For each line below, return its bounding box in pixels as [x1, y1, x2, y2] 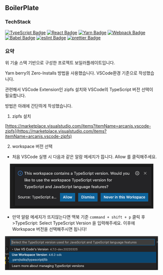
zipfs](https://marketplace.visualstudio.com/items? [5, 128, 107, 134]
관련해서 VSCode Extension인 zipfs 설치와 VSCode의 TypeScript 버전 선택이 [5, 86, 154, 92]
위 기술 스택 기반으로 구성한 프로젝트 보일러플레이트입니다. [5, 59, 115, 65]
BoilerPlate [5, 4, 39, 12]
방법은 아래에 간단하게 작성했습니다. [5, 103, 73, 109]
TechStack [5, 18, 31, 25]
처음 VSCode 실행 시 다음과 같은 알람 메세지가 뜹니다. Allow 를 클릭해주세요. [12, 153, 157, 160]
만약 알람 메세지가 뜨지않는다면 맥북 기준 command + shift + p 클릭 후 [12, 214, 146, 220]
